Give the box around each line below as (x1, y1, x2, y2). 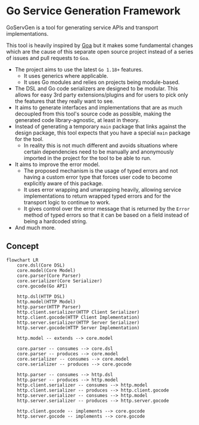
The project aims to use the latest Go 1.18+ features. (14, 65, 144, 73)
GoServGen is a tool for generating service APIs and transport (6, 24, 158, 31)
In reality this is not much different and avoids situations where (23, 142, 178, 149)
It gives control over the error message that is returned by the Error (23, 205, 190, 212)
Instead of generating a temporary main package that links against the (14, 123, 186, 130)
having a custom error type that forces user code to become (23, 173, 173, 180)
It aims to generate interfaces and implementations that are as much (14, 104, 183, 111)
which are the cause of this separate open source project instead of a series (6, 48, 194, 55)
